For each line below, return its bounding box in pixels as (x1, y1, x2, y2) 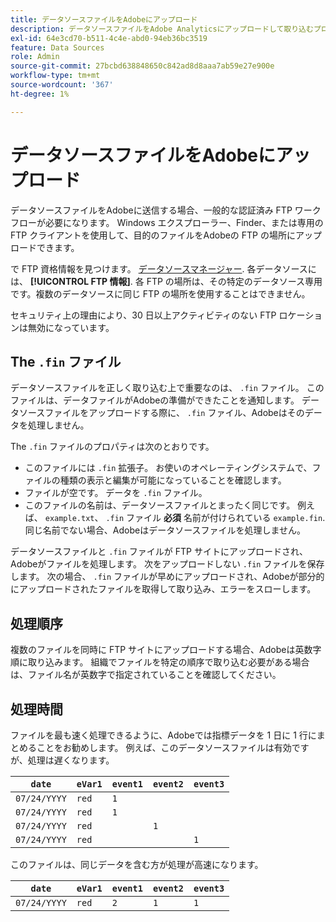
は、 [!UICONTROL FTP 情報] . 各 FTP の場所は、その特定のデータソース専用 (10, 275, 323, 287)
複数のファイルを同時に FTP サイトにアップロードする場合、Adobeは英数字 (10, 644, 322, 656)
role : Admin (10, 52, 60, 62)
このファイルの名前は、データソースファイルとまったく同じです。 (24, 499, 296, 511)
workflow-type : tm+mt (10, 71, 101, 81)
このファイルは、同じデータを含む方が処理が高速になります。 (10, 859, 264, 870)
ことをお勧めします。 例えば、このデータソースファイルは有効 (36, 742, 292, 753)
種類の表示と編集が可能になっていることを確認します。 (59, 474, 287, 486)
